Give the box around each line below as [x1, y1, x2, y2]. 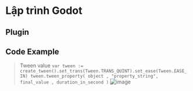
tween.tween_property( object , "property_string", [30, 74, 159, 79]
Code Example [5, 46, 59, 56]
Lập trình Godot [5, 4, 83, 17]
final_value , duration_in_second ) [19, 79, 109, 85]
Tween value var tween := [19, 62, 84, 69]
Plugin [5, 27, 30, 37]
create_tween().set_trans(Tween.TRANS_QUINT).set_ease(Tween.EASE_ [19, 68, 187, 74]
